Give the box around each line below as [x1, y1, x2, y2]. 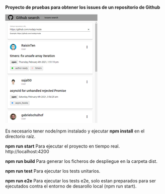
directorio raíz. [5, 134, 36, 139]
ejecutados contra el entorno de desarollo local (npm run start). [5, 183, 137, 189]
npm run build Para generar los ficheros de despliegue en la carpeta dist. [5, 158, 157, 164]
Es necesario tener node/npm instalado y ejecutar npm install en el [5, 128, 145, 134]
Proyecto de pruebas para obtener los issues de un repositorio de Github [5, 5, 160, 10]
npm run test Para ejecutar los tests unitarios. [5, 168, 101, 174]
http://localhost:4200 [5, 149, 49, 154]
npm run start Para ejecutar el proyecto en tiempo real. [5, 143, 120, 149]
